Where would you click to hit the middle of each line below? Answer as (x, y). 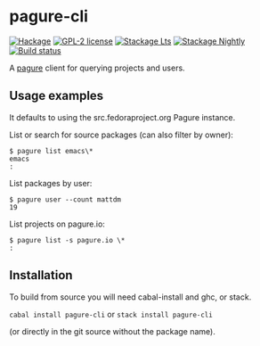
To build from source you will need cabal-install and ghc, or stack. (130, 297)
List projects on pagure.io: (57, 224)
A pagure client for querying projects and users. (97, 68)
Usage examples (57, 96)
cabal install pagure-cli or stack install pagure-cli (111, 314)
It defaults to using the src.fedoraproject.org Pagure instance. (122, 117)
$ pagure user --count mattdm (65, 199)
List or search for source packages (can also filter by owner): (122, 135)
